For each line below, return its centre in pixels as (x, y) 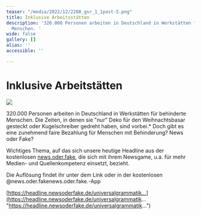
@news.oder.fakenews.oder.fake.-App (54, 181)
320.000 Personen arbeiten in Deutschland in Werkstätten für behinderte (96, 113)
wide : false (21, 34)
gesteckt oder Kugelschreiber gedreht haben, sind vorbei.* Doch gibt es (95, 126)
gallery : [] (21, 40)
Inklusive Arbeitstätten (64, 85)
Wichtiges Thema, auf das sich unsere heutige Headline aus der (85, 150)
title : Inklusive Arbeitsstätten (48, 17)
